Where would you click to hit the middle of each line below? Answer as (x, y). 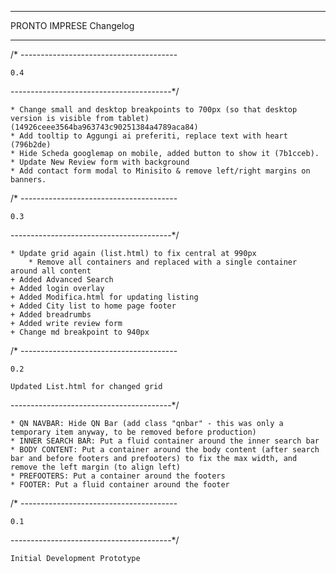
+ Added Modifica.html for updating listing (104, 297)
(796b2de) (31, 145)
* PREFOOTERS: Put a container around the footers (118, 476)
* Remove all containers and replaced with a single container (163, 262)
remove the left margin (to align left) (96, 467)
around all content (51, 271)
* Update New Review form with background (100, 162)
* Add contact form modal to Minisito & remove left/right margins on (160, 171)
